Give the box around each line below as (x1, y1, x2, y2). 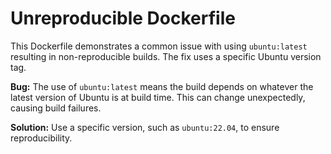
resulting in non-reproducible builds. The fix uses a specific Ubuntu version (10, 50, 322, 62)
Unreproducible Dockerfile (10, 7, 236, 30)
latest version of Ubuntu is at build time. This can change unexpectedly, (10, 91, 306, 103)
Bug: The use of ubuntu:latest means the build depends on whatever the (10, 80, 314, 92)
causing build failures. (10, 102, 102, 114)
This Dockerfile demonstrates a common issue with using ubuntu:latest (10, 40, 308, 52)
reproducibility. (10, 132, 73, 144)
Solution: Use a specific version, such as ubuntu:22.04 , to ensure (10, 121, 280, 133)
